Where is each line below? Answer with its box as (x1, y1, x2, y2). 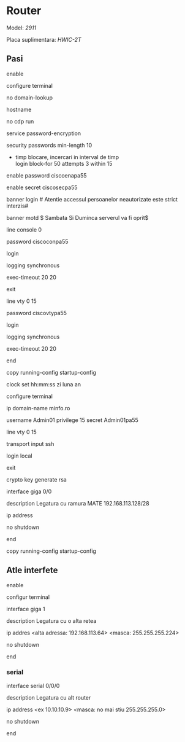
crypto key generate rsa (6, 475, 67, 483)
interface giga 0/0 (6, 488, 52, 495)
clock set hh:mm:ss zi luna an (6, 380, 81, 388)
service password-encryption (6, 130, 81, 137)
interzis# (6, 202, 29, 209)
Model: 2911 (6, 24, 37, 31)
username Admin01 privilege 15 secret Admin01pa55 (6, 416, 139, 424)
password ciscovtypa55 (6, 309, 67, 316)
